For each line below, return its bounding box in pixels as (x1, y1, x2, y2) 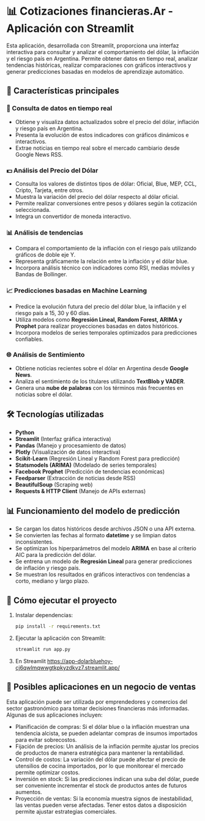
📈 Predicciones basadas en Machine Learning (6, 286, 147, 295)
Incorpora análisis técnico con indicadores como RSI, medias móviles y (15, 264, 195, 271)
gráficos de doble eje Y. (15, 251, 76, 259)
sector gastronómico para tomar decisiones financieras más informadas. (6, 704, 190, 712)
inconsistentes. (15, 538, 54, 546)
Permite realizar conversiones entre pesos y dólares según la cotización (15, 200, 198, 207)
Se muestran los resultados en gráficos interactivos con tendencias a (15, 571, 190, 578)
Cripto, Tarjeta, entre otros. (15, 186, 84, 193)
